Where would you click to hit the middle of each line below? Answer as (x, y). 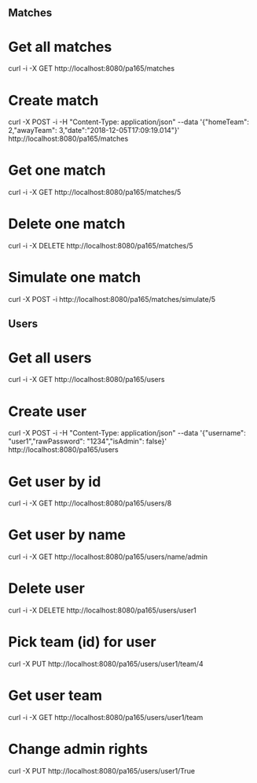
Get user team (55, 696)
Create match (53, 100)
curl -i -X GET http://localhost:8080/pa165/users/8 (90, 503)
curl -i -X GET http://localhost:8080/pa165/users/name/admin (108, 557)
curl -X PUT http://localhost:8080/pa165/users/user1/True (101, 770)
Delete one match (67, 224)
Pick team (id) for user (82, 642)
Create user (48, 411)
